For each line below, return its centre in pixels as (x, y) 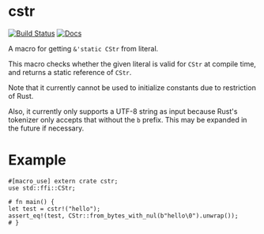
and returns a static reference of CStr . (70, 72)
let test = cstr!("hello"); (55, 209)
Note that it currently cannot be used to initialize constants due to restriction (132, 87)
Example (37, 160)
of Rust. (21, 96)
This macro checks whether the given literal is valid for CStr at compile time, (132, 64)
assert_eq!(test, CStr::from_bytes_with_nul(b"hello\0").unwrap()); (123, 216)
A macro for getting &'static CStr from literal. (83, 48)
